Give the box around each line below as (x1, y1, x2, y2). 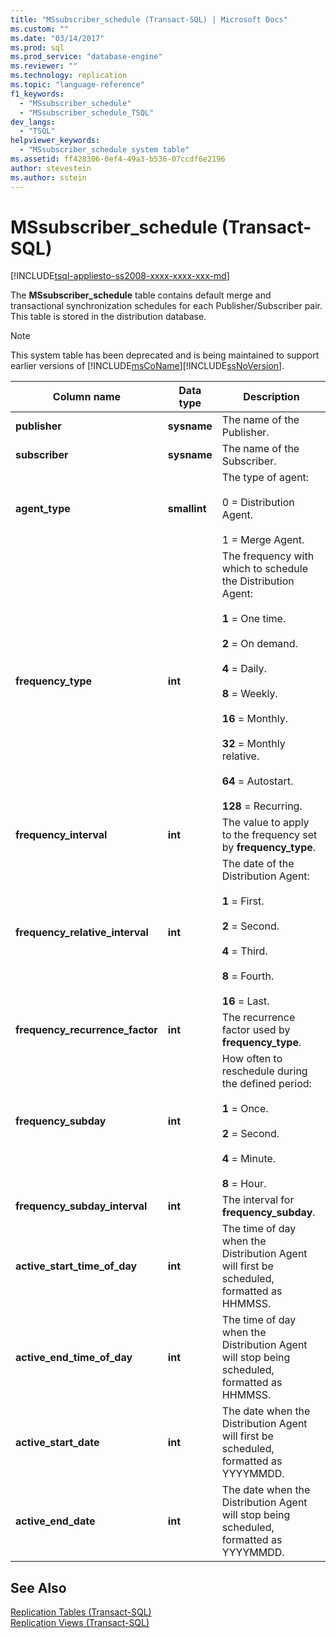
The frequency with (221, 549, 315, 563)
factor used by (221, 1023, 291, 1037)
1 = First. (221, 894, 265, 908)
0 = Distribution (221, 496, 295, 510)
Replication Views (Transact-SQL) (10, 1617, 150, 1629)
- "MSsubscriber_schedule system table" (19, 145, 190, 155)
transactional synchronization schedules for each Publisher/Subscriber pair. (10, 300, 323, 312)
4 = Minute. (221, 1152, 277, 1166)
